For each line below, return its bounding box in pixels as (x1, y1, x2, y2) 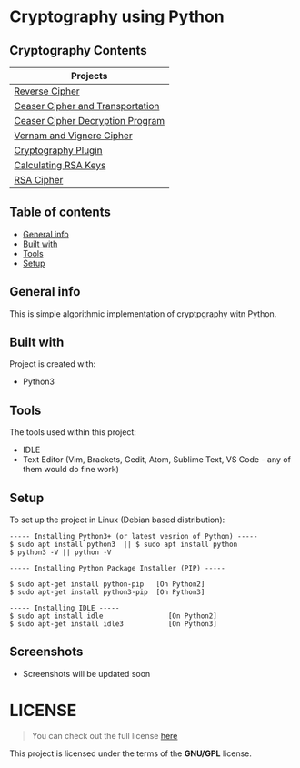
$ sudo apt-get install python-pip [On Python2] (9, 580, 205, 589)
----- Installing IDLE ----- (9, 603, 120, 613)
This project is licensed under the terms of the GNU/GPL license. (9, 748, 253, 759)
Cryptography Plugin (14, 144, 103, 157)
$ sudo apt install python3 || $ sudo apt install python (9, 540, 238, 550)
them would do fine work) (22, 464, 120, 475)
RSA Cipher (14, 174, 64, 186)
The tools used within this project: (9, 427, 136, 438)
